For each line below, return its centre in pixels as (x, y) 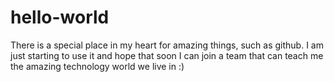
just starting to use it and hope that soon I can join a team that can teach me (167, 55)
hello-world (60, 17)
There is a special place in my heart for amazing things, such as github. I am (167, 45)
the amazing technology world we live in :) (97, 66)
